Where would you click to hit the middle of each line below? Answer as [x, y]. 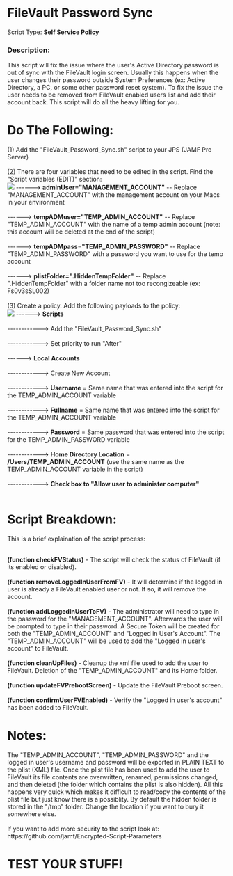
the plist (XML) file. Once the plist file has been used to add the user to [109, 770]
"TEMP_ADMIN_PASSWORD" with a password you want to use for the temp [115, 254]
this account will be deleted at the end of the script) [81, 232]
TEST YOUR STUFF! [65, 865]
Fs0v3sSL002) [29, 291]
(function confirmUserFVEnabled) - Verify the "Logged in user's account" [115, 700]
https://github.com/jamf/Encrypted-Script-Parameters [85, 836]
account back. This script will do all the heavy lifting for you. [93, 102]
